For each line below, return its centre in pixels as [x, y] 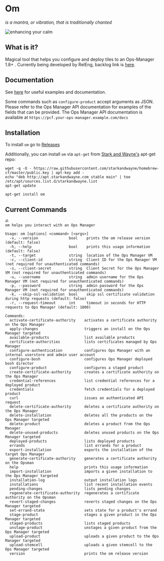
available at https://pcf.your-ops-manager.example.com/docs [67, 117]
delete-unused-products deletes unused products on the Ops [84, 433]
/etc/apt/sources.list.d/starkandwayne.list [51, 181]
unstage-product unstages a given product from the [83, 528]
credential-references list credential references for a [82, 381]
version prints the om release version [79, 554]
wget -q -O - [18, 168]
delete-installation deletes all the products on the [81, 415]
